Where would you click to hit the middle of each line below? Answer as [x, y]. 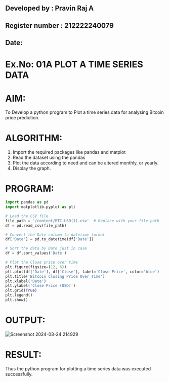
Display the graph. [32, 168]
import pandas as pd [27, 202]
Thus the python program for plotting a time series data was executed [78, 368]
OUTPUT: [25, 320]
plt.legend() [19, 295]
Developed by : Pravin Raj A [50, 8]
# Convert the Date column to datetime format [55, 235]
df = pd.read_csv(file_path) [36, 225]
